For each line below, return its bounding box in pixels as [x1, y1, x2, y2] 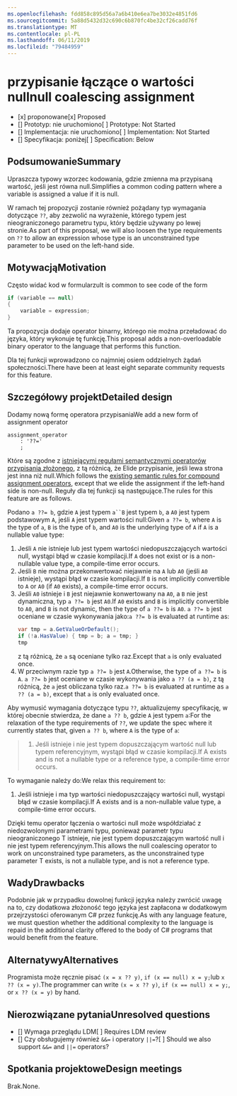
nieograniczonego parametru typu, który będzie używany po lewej [7, 218, 201, 227]
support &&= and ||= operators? [17, 1042, 110, 1051]
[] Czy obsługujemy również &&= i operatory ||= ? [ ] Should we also [17, 1034, 212, 1043]
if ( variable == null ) [7, 294, 74, 302]
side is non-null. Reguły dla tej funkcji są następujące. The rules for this [7, 486, 214, 495]
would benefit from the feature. [7, 933, 98, 942]
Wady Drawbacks [7, 877, 85, 889]
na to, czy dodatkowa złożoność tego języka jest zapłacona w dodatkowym [7, 903, 228, 912]
